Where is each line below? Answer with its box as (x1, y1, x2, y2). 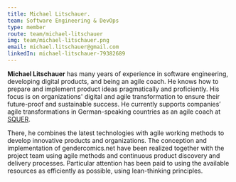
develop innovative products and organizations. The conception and (7, 136, 208, 144)
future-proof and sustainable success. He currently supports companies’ (7, 100, 221, 108)
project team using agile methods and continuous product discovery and (7, 151, 220, 160)
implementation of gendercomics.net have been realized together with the (7, 144, 225, 152)
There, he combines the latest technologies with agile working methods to (7, 129, 225, 137)
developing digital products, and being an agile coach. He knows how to (7, 77, 219, 85)
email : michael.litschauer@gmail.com (7, 43, 119, 50)
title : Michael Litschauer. (7, 10, 91, 18)
